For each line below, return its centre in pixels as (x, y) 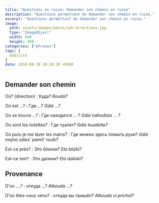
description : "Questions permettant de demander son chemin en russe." (80, 14)
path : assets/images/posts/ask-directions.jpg (58, 28)
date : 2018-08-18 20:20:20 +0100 (39, 64)
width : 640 (21, 37)
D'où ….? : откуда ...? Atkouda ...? (39, 186)
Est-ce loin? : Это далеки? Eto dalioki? (44, 158)
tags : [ (13, 51)
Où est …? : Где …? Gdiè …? (33, 106)
